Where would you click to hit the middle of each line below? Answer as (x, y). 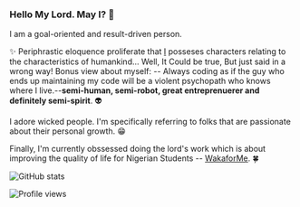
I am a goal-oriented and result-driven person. (96, 34)
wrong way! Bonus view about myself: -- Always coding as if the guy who (147, 71)
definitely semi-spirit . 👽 (56, 101)
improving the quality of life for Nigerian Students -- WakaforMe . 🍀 (135, 158)
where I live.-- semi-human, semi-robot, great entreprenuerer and (135, 90)
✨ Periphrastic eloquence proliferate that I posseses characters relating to (148, 52)
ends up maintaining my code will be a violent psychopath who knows (140, 81)
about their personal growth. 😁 (68, 131)
